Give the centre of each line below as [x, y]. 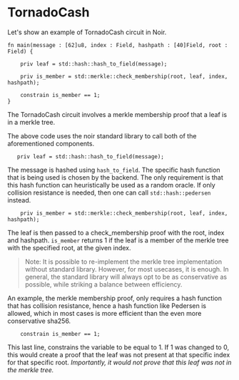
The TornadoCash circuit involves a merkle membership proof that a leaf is [117, 114]
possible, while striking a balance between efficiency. [103, 284]
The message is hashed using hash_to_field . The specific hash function [114, 170]
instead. [19, 200]
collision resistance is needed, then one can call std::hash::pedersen [109, 192]
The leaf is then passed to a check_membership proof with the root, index [116, 232]
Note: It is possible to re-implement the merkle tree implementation [123, 262]
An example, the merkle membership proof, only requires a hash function [115, 298]
